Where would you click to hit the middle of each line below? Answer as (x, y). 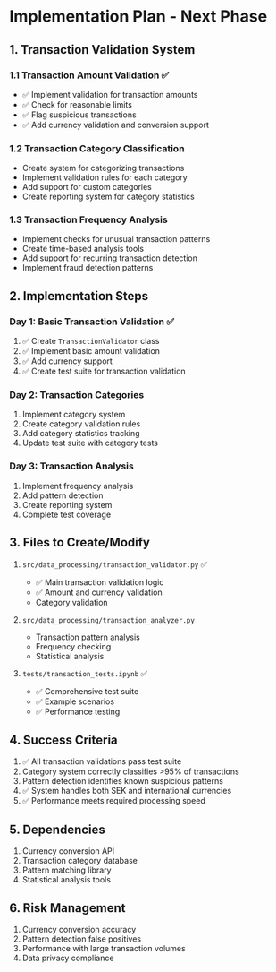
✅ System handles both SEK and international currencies (127, 791)
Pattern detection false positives (81, 939)
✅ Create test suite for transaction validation (104, 371)
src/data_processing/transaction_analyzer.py (108, 620)
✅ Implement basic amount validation (91, 351)
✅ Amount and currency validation (99, 592)
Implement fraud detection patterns (88, 268)
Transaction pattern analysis (88, 637)
